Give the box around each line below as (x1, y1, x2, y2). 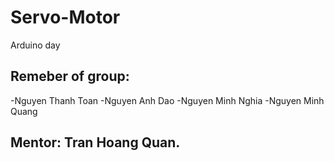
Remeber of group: (10, 68, 130, 85)
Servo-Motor (10, 6, 121, 29)
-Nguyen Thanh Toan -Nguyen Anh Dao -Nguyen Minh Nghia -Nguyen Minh (10, 94, 325, 106)
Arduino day (10, 39, 61, 51)
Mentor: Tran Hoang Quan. (10, 134, 181, 151)
